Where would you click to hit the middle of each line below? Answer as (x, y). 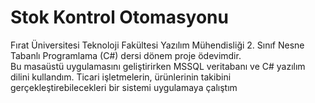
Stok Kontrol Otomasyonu (119, 17)
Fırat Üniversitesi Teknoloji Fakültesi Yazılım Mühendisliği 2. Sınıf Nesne (157, 45)
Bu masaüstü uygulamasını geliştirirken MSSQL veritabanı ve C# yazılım (158, 66)
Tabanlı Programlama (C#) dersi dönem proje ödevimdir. (126, 55)
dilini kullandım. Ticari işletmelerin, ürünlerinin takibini (121, 77)
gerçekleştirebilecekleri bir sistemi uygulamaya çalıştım (124, 87)
